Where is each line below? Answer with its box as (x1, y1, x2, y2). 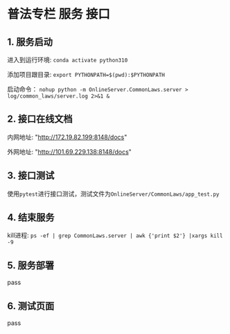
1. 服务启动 (7, 36, 53, 48)
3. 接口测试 (7, 170, 55, 182)
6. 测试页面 (7, 300, 55, 312)
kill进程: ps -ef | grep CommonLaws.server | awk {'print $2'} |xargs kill (7, 231, 223, 239)
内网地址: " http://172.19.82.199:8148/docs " (7, 133, 127, 141)
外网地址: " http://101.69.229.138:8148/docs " (7, 147, 132, 156)
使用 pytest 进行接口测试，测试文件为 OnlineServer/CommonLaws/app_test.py (7, 189, 220, 198)
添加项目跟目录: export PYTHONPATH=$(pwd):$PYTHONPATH (7, 71, 165, 78)
